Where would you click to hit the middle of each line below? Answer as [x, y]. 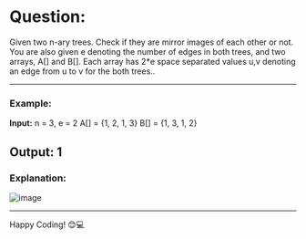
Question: [48, 17]
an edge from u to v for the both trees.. [82, 71]
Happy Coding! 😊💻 [47, 224]
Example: [31, 103]
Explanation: [38, 178]
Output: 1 [36, 152]
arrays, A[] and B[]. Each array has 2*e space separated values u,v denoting [153, 61]
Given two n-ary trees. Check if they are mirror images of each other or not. [152, 42]
